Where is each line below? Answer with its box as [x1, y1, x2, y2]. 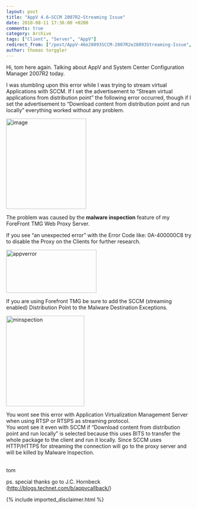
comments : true [6, 25, 44, 31]
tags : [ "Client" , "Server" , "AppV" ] [6, 36, 96, 42]
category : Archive [6, 31, 51, 37]
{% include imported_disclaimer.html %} [6, 496, 105, 503]
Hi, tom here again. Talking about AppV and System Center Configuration [6, 63, 185, 71]
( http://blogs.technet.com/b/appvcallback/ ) [6, 484, 112, 491]
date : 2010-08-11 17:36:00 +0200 [6, 20, 89, 26]
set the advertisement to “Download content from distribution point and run [6, 100, 190, 107]
